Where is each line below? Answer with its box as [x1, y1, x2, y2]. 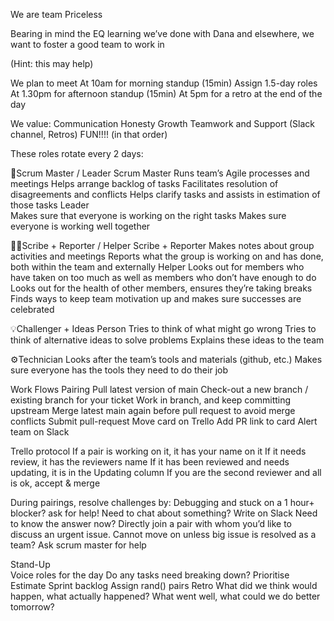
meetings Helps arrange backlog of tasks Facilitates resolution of [10, 178, 279, 189]
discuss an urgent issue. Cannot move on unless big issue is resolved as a [10, 529, 317, 540]
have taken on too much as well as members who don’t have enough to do [10, 272, 317, 283]
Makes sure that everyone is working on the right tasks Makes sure [10, 210, 287, 221]
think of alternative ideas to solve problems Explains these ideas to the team [10, 334, 325, 346]
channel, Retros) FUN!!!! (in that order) [10, 129, 168, 140]
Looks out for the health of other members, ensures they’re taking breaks [10, 282, 313, 294]
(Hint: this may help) [10, 58, 94, 69]
